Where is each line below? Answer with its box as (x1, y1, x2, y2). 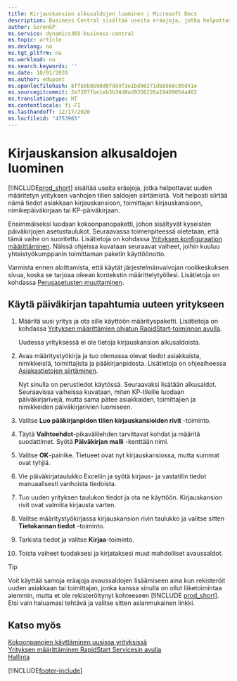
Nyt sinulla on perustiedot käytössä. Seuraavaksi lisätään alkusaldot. (18, 381, 217, 389)
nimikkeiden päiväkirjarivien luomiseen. (18, 402, 133, 412)
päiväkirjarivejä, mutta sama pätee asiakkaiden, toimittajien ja (18, 395, 196, 404)
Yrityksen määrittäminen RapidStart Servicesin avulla (8, 645, 162, 654)
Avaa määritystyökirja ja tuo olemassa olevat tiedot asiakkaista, (18, 352, 202, 360)
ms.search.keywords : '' (8, 63, 78, 70)
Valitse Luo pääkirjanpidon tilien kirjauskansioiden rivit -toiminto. (18, 416, 212, 425)
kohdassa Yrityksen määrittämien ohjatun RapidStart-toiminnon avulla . (18, 324, 222, 333)
